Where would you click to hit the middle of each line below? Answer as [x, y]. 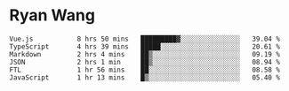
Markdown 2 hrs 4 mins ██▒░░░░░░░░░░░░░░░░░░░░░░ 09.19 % [144, 54]
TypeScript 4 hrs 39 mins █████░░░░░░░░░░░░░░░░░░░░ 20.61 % [144, 46]
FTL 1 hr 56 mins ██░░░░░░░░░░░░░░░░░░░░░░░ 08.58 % [144, 70]
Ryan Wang [52, 15]
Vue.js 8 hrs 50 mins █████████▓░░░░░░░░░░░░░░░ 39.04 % [144, 39]
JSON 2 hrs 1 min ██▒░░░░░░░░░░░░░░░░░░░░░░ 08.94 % [144, 62]
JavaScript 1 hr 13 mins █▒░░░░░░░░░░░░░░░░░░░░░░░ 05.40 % [144, 77]
